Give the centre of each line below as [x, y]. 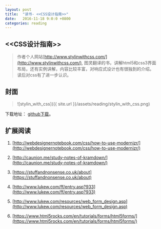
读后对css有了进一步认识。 [44, 75]
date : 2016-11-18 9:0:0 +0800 [38, 19]
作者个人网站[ [31, 57]
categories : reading [26, 23]
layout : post [18, 10]
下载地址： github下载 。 [29, 114]
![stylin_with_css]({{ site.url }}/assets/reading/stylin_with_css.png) [83, 104]
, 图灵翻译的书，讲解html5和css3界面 [119, 63]
